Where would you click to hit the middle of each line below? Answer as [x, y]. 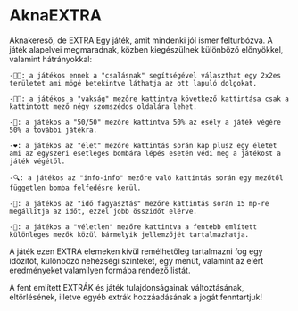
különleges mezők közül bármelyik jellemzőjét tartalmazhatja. [129, 234]
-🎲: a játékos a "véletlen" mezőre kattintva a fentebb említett [133, 227]
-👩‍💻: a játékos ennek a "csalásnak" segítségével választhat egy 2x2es [145, 75]
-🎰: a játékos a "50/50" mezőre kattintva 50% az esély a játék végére [145, 122]
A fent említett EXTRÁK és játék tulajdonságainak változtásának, [127, 287]
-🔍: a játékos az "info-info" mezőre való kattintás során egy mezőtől [146, 178]
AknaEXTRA [56, 16]
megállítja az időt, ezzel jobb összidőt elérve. [103, 211]
